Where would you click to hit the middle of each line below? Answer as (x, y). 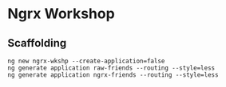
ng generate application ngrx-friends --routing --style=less (113, 75)
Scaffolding (37, 43)
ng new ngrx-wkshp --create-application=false (86, 61)
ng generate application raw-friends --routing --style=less (111, 68)
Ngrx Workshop (61, 14)
